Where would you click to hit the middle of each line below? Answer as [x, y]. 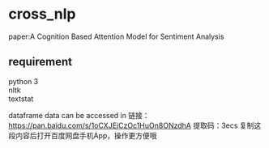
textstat [21, 99]
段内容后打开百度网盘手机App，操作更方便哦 [83, 135]
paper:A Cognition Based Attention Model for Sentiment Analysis [116, 36]
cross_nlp [42, 14]
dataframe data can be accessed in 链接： [79, 115]
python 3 [23, 81]
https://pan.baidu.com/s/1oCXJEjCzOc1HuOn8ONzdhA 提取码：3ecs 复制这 [135, 125]
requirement [41, 62]
